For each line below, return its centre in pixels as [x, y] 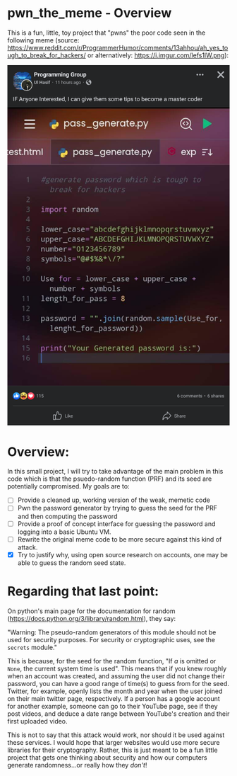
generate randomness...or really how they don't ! [77, 765]
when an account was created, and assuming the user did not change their [116, 676]
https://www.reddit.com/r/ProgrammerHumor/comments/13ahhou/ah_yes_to [118, 47]
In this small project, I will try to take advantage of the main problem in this [115, 472]
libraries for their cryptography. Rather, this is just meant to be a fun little [113, 750]
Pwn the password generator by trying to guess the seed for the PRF [117, 508]
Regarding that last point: [83, 591]
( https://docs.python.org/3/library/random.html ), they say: [92, 618]
